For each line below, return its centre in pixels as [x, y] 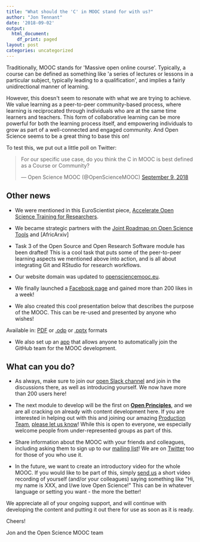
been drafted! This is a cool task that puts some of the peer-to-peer [98, 252]
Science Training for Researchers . [56, 216]
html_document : [30, 34]
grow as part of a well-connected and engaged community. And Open [92, 129]
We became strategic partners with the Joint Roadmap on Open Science [104, 228]
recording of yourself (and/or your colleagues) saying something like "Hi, [104, 479]
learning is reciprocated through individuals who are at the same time [92, 110]
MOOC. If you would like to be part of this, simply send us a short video [103, 473]
